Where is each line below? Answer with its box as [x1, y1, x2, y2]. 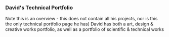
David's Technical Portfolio [5, 4, 73, 11]
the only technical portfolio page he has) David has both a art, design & [5, 21, 153, 27]
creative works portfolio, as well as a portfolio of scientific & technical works [5, 26, 164, 32]
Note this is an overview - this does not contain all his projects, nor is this [5, 16, 158, 22]
